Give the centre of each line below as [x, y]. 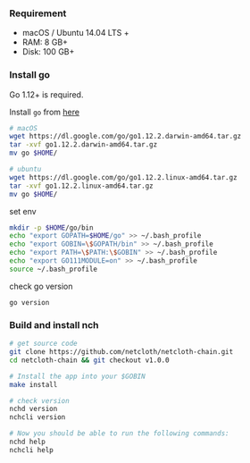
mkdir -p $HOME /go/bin [51, 227]
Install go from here [45, 112]
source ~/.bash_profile [54, 269]
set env [23, 211]
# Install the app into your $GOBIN [77, 376]
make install [33, 384]
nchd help [28, 442]
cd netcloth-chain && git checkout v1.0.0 [89, 360]
